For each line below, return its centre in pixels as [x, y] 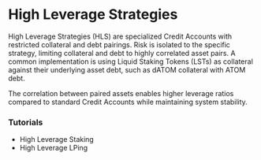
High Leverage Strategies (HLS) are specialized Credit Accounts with [120, 36]
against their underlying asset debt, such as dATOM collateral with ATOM [127, 69]
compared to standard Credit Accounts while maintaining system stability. [128, 102]
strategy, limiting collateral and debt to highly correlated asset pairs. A [122, 53]
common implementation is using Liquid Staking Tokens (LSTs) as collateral [131, 61]
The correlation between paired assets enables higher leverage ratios [121, 93]
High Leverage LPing [54, 148]
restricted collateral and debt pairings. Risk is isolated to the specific [119, 44]
